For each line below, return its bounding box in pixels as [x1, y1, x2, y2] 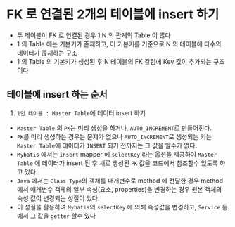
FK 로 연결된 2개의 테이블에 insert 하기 [6, 6, 220, 22]
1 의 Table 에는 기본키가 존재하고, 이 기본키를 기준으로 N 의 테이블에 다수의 [16, 39, 222, 48]
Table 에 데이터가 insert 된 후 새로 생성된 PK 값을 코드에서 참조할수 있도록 [16, 159, 219, 167]
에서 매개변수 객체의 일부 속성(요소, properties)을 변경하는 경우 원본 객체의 [16, 185, 222, 193]
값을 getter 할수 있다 [37, 212, 96, 220]
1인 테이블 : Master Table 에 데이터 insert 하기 [16, 108, 146, 117]
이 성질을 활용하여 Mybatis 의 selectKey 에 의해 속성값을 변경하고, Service [16, 202, 221, 211]
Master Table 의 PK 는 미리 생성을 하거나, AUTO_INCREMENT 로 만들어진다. [16, 124, 212, 132]
